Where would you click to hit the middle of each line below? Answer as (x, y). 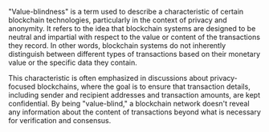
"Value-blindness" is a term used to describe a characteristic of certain (126, 12)
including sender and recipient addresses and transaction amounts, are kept (134, 95)
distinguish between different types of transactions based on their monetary (134, 54)
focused (22, 86)
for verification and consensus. (60, 120)
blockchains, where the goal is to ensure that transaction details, (144, 86)
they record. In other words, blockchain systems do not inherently (117, 46)
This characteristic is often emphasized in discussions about (108, 78)
